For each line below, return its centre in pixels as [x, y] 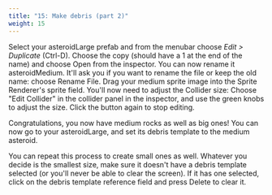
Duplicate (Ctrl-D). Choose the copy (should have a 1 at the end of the [125, 55]
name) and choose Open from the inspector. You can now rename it [122, 64]
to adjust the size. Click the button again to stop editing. [101, 107]
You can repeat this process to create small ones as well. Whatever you [128, 156]
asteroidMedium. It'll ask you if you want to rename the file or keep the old [133, 72]
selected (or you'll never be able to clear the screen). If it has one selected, [134, 173]
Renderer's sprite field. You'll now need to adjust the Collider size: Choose [133, 89]
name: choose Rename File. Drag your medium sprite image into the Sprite [133, 81]
